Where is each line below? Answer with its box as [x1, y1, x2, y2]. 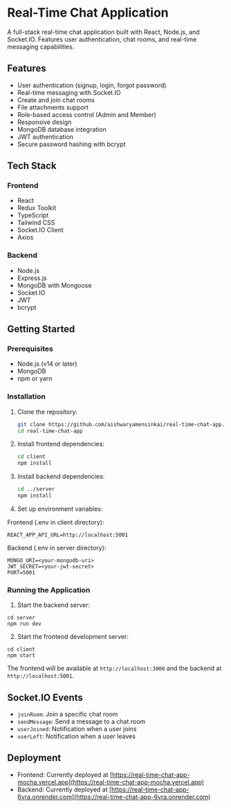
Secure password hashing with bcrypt [17, 140, 126, 148]
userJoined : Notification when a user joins [17, 725, 137, 733]
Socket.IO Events [7, 692, 83, 703]
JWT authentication [17, 132, 74, 141]
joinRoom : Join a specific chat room [17, 710, 118, 719]
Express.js [17, 274, 47, 282]
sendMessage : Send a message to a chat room [17, 717, 146, 726]
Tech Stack [7, 160, 57, 172]
